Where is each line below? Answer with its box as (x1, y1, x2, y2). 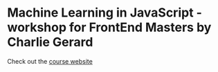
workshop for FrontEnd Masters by (7, 19, 212, 35)
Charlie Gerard (7, 35, 93, 50)
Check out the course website (7, 57, 93, 65)
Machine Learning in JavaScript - (7, 5, 203, 21)
